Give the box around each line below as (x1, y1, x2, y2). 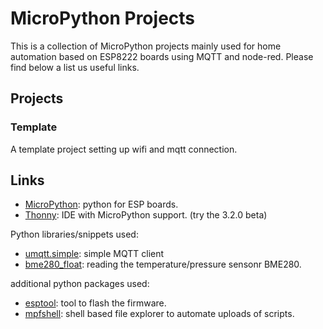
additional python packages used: (10, 278, 150, 290)
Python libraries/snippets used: (10, 228, 139, 241)
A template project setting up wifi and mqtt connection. (10, 143, 238, 155)
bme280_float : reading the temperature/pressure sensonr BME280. (24, 258, 302, 271)
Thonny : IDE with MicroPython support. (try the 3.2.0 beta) (24, 209, 268, 221)
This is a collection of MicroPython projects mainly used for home (10, 40, 282, 52)
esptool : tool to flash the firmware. (24, 297, 167, 309)
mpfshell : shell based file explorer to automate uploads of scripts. (24, 308, 295, 320)
